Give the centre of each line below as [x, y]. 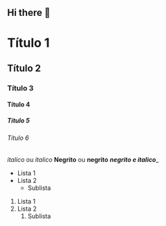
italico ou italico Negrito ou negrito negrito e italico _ [83, 160]
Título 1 [28, 43]
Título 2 [24, 68]
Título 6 [18, 138]
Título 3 [20, 88]
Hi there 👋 [29, 13]
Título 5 [18, 121]
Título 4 [19, 104]
